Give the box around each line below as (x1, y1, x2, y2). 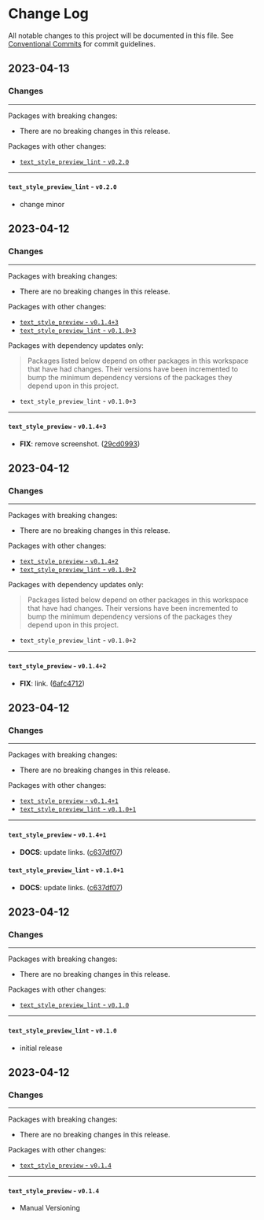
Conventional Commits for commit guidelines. (8, 39, 156, 48)
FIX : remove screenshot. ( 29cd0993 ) (19, 438, 141, 449)
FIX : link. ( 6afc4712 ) (19, 678, 85, 688)
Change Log (8, 5, 89, 23)
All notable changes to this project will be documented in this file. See (8, 31, 234, 40)
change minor (19, 199, 65, 209)
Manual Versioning (19, 1203, 81, 1213)
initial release (19, 1043, 63, 1052)
